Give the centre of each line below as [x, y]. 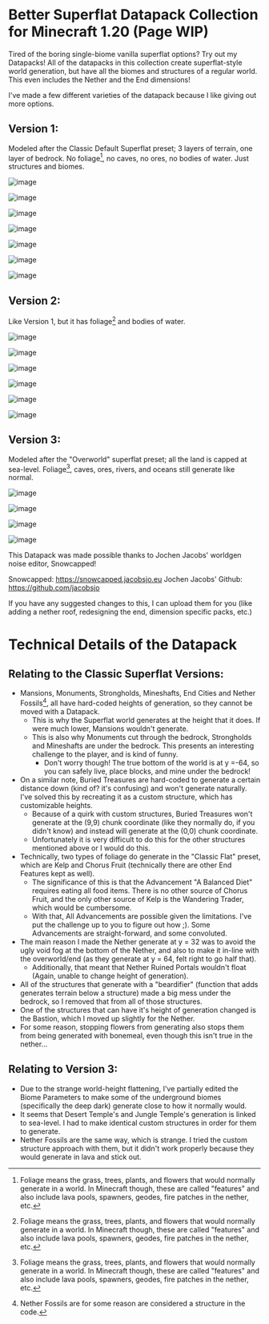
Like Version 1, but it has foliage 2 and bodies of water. [97, 321]
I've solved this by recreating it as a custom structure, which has [126, 797]
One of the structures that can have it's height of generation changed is [138, 1010]
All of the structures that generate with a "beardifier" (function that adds [139, 984]
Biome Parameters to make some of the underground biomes [120, 1097]
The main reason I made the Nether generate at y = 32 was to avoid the [138, 942]
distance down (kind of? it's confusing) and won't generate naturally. [133, 788]
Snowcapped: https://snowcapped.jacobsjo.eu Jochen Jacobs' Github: [125, 579]
